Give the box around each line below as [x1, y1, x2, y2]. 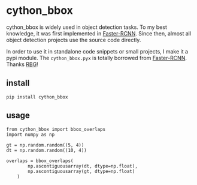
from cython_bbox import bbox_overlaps [6, 126, 106, 132]
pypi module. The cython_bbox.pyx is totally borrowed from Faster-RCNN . [6, 54, 187, 61]
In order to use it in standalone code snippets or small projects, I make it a [6, 47, 189, 55]
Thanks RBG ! [6, 61, 39, 68]
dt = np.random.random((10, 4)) [6, 147, 87, 153]
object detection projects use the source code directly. [6, 36, 141, 43]
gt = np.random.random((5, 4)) [6, 142, 84, 148]
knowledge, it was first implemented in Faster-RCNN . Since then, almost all [6, 29, 192, 37]
